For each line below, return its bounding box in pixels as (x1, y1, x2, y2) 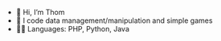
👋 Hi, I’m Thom (15, 8, 65, 17)
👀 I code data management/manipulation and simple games (15, 16, 213, 25)
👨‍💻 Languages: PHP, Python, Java (15, 24, 130, 33)
